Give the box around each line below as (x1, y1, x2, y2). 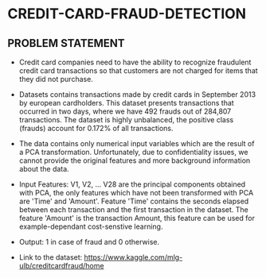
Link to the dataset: (18, 253, 83, 262)
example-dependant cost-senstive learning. (18, 222, 163, 231)
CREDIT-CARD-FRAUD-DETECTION (7, 5, 247, 23)
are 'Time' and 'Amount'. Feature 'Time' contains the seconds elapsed (18, 196, 249, 206)
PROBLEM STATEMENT (7, 37, 125, 50)
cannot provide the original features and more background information (18, 156, 251, 165)
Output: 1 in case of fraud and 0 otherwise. (18, 237, 160, 246)
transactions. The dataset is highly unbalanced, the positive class (18, 115, 234, 124)
